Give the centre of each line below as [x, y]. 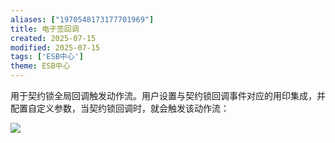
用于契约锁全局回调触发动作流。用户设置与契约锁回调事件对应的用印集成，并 [168, 95]
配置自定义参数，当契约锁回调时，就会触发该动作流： [120, 108]
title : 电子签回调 [45, 29]
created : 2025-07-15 [53, 38]
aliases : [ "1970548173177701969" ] [82, 19]
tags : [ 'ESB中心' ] [47, 57]
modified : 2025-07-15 [55, 47]
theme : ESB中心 [40, 66]
